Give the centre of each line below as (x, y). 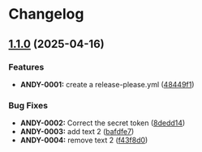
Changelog (46, 14)
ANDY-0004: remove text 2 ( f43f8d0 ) (84, 140)
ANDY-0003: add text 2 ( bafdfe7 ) (77, 132)
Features (26, 67)
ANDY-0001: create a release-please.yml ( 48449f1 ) (107, 84)
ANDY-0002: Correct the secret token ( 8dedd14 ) (103, 123)
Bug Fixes (28, 105)
